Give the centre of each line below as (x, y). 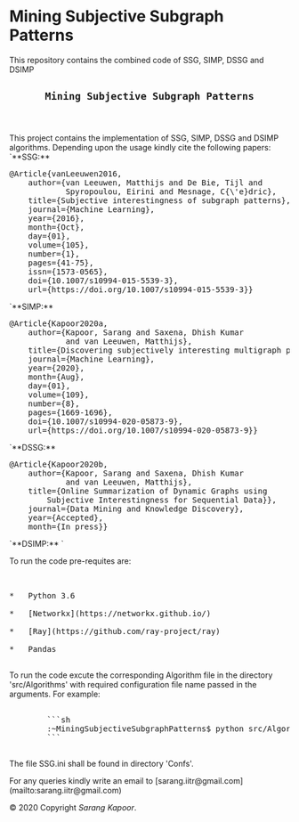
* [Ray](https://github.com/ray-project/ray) (115, 631)
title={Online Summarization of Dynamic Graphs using (148, 491)
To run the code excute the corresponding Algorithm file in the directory (141, 675)
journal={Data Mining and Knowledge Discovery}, (136, 509)
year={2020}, (56, 368)
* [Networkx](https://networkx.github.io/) (110, 614)
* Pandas (33, 649)
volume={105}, (59, 245)
